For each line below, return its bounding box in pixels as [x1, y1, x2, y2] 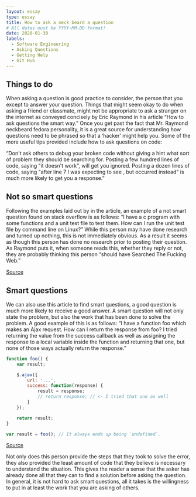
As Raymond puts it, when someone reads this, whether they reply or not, [6, 244, 183, 252]
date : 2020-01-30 [6, 30, 49, 36]
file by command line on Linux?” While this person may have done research [6, 226, 188, 233]
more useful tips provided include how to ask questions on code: [6, 138, 163, 145]
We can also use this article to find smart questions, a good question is [6, 301, 177, 308]
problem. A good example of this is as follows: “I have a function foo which [6, 319, 186, 326]
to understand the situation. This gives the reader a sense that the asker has [6, 465, 190, 472]
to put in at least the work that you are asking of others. [6, 484, 140, 491]
